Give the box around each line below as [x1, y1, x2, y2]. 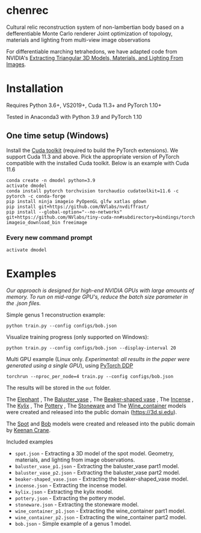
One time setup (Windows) [6, 130, 109, 141]
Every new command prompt [6, 233, 93, 242]
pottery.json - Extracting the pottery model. [14, 494, 126, 502]
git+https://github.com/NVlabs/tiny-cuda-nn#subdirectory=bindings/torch [6, 214, 196, 220]
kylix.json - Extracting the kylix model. [14, 488, 114, 495]
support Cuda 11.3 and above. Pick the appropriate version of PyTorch [6, 153, 179, 160]
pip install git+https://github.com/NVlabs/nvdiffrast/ [6, 204, 149, 210]
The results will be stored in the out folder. [6, 384, 111, 391]
